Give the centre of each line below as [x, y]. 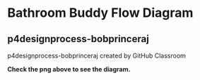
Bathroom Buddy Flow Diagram [100, 13]
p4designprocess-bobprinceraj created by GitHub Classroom [96, 55]
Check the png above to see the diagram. [69, 69]
